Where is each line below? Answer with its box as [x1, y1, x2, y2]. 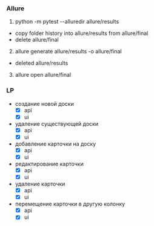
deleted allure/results [15, 59, 69, 67]
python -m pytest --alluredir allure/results [15, 18, 119, 25]
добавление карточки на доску [15, 140, 96, 147]
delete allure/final [15, 36, 59, 44]
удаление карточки [15, 180, 65, 188]
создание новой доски [15, 100, 74, 107]
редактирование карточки [15, 160, 84, 167]
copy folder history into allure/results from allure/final [15, 30, 149, 37]
